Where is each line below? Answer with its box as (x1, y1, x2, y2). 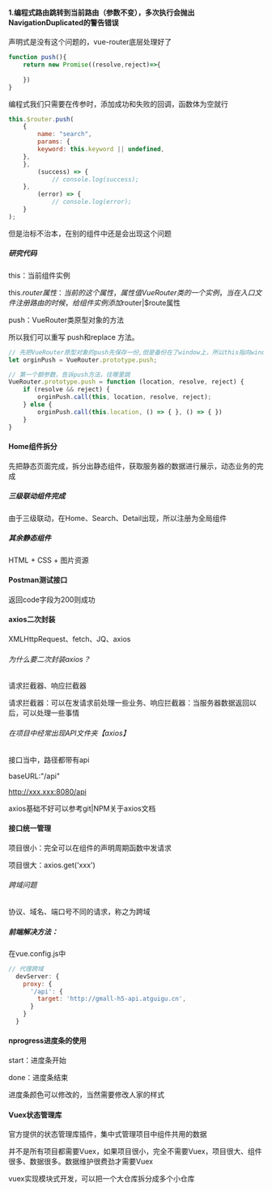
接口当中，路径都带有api (8, 755, 90, 765)
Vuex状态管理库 (8, 1109, 62, 1120)
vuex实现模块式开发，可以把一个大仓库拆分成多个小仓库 (8, 1174, 195, 1184)
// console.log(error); (51, 198, 132, 206)
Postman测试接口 (8, 575, 68, 585)
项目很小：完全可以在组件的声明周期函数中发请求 (8, 842, 172, 853)
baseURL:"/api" (8, 771, 61, 781)
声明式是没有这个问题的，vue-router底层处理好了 (8, 37, 172, 47)
